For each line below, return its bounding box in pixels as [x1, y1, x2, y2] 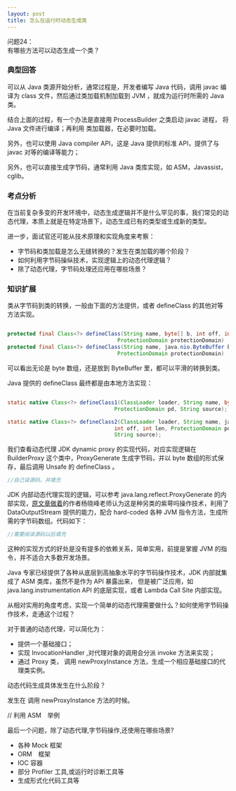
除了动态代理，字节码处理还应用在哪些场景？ [17, 265, 147, 274]
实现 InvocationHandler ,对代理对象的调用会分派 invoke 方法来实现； [17, 649, 216, 657]
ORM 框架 [17, 750, 51, 759]
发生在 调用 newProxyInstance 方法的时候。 [7, 696, 134, 705]
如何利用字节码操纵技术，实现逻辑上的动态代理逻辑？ [17, 256, 172, 264]
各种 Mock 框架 [17, 741, 63, 749]
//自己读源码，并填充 [7, 477, 61, 484]
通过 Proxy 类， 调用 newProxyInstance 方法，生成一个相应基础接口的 [17, 657, 220, 666]
